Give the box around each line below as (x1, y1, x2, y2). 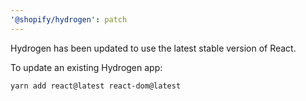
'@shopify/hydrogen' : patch (10, 14, 128, 25)
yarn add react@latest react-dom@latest (10, 81, 182, 91)
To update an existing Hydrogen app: (10, 61, 163, 73)
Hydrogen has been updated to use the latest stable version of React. (10, 42, 297, 54)
